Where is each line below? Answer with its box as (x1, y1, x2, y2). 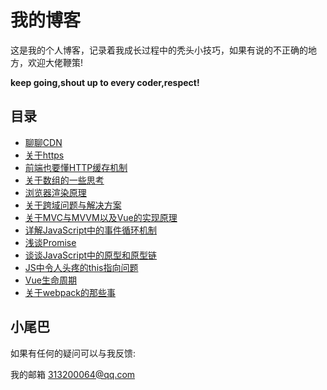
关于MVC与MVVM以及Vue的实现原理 (24, 211, 178, 223)
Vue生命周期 (24, 274, 77, 286)
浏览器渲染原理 (24, 186, 87, 198)
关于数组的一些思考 (24, 174, 105, 186)
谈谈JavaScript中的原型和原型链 (24, 249, 158, 261)
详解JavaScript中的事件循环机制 (24, 224, 158, 236)
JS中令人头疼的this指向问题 (24, 261, 139, 273)
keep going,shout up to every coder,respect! (10, 76, 200, 88)
